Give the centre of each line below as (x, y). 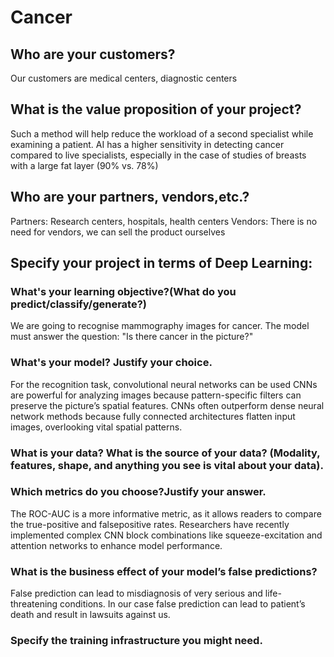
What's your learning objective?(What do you (123, 291)
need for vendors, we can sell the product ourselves (118, 232)
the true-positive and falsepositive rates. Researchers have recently (150, 524)
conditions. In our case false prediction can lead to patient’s (182, 604)
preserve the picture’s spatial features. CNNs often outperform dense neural (167, 405)
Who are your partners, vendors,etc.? (130, 197)
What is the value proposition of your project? (156, 109)
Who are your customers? (93, 54)
